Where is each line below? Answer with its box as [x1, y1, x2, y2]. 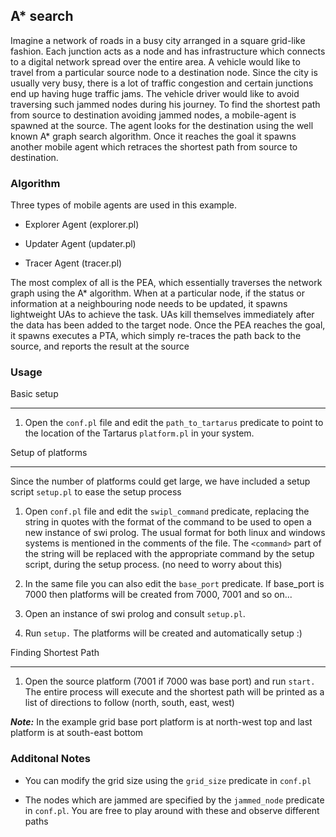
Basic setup [10, 388, 59, 400]
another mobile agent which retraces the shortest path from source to [10, 140, 298, 153]
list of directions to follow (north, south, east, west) [24, 697, 235, 709]
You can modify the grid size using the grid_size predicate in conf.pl [24, 774, 312, 786]
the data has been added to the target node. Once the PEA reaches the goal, [10, 319, 326, 331]
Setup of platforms [10, 447, 88, 459]
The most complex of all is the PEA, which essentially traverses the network [10, 277, 323, 289]
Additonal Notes [10, 752, 91, 766]
